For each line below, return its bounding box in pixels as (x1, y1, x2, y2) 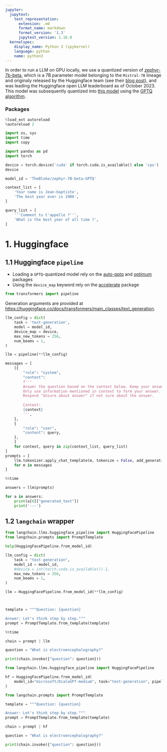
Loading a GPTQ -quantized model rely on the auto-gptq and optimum (12, 271, 152, 277)
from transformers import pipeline (5, 292, 79, 297)
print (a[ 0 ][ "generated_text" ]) (14, 499, 79, 504)
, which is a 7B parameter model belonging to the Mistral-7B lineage (21, 73, 162, 78)
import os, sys (5, 131, 37, 136)
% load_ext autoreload (5, 117, 50, 122)
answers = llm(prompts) (5, 485, 55, 490)
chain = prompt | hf (5, 724, 48, 729)
